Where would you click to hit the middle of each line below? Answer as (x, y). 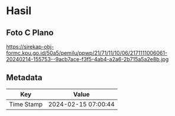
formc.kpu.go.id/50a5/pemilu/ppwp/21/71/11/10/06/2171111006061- (87, 53)
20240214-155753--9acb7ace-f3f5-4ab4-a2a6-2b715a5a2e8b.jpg (87, 59)
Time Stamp (26, 104)
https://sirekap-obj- (30, 47)
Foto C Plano (30, 33)
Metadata (24, 78)
